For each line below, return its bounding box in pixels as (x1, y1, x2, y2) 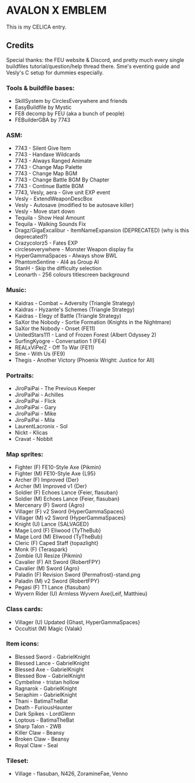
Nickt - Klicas (14, 429, 48, 436)
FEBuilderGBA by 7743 (14, 117, 71, 124)
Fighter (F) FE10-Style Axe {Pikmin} (14, 463, 102, 471)
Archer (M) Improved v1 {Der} (14, 483, 87, 490)
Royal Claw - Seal (14, 741, 58, 748)
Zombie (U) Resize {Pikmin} (14, 552, 83, 559)
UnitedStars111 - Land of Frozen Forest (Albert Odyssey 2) (14, 331, 157, 338)
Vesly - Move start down (14, 208, 75, 215)
